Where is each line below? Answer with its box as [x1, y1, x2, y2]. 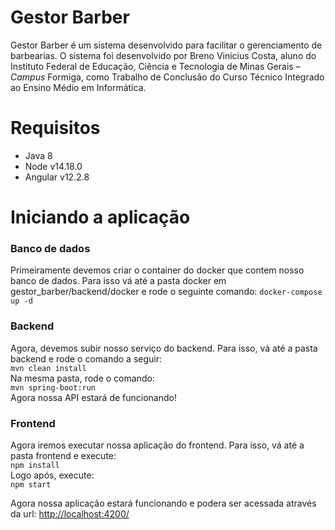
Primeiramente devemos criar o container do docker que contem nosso [10, 264, 305, 276]
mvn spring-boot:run [10, 382, 97, 393]
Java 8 [24, 149, 53, 161]
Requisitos [10, 117, 101, 140]
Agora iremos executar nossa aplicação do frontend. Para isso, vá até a [10, 439, 305, 451]
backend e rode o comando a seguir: [10, 352, 163, 365]
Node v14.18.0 [24, 160, 83, 172]
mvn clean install [10, 363, 87, 373]
